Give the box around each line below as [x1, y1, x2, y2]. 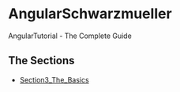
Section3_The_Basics [19, 75, 89, 84]
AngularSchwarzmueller [8, 5, 172, 23]
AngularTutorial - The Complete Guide [8, 31, 132, 40]
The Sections [8, 54, 75, 67]
